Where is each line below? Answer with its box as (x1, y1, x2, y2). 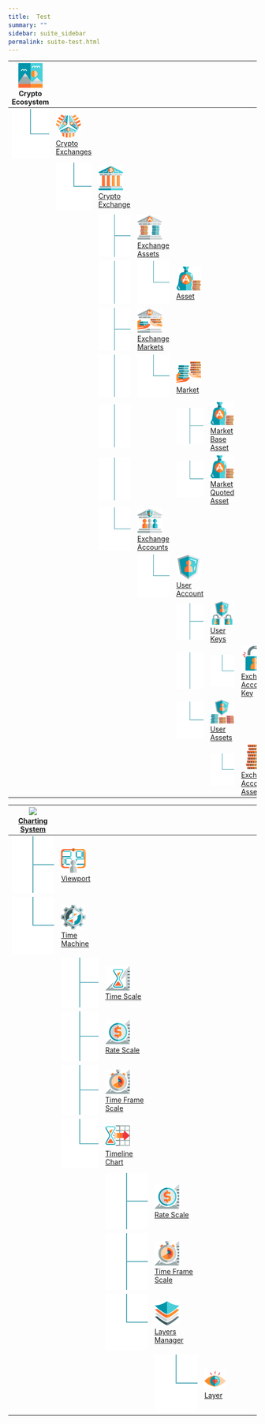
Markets (136, 342, 164, 352)
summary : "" (8, 21, 47, 29)
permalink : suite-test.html (8, 38, 101, 46)
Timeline (105, 1149, 133, 1158)
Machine (61, 939, 89, 948)
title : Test (8, 13, 51, 21)
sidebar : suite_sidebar (8, 29, 87, 37)
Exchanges (55, 147, 92, 157)
